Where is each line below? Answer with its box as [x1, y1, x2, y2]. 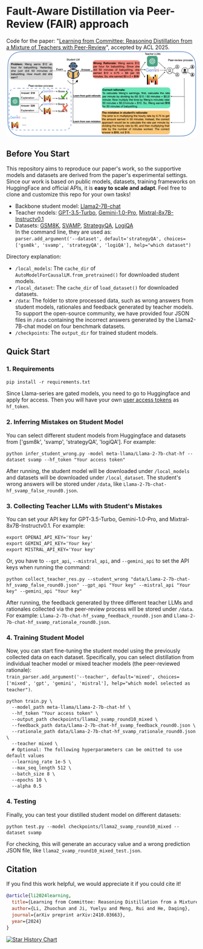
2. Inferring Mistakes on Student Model [6, 418, 124, 426]
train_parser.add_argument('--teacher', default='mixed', [6, 674, 155, 680]
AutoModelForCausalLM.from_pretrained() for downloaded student [14, 271, 179, 278]
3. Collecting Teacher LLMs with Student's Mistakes [6, 501, 163, 510]
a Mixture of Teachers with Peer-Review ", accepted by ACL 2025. [6, 44, 170, 51]
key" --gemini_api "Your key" [6, 588, 83, 594]
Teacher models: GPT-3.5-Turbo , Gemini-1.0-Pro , [14, 209, 138, 216]
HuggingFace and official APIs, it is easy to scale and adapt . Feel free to [6, 184, 187, 192]
